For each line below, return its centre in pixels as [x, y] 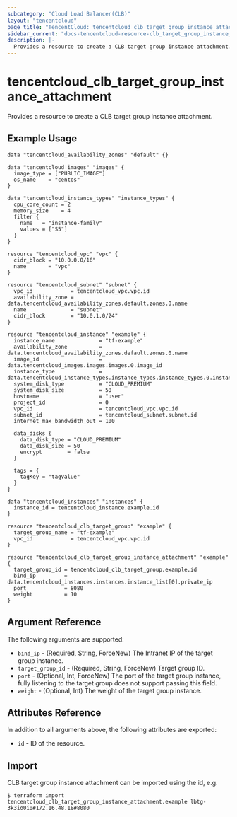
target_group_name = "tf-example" [64, 532]
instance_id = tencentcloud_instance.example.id [86, 508]
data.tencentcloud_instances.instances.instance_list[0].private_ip [110, 582]
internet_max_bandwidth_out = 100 [64, 421]
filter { [26, 216]
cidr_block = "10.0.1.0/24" [66, 315]
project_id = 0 [61, 402]
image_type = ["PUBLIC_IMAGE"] [60, 173]
